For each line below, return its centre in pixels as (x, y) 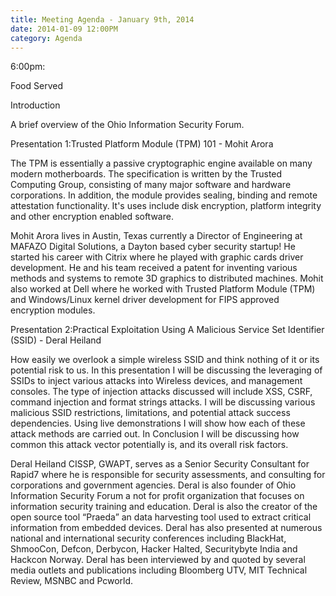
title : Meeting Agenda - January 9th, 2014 (102, 19)
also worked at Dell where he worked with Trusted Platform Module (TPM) (163, 289)
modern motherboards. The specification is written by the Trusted (146, 174)
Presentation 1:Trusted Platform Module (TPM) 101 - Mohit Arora (142, 144)
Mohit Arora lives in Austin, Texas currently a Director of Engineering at (156, 236)
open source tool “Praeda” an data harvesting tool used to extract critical (161, 517)
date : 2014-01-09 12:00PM (64, 29)
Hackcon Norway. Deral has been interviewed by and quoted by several (158, 560)
